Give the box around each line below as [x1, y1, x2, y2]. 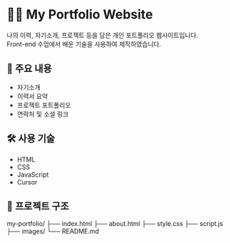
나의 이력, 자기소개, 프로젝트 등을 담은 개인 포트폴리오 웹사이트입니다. [6, 31, 199, 39]
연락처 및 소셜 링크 [16, 110, 69, 118]
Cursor [16, 177, 38, 186]
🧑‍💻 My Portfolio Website [6, 6, 154, 23]
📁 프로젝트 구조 [6, 200, 69, 212]
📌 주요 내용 [6, 63, 53, 75]
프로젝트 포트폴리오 [16, 100, 71, 109]
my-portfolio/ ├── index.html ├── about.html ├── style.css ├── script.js [6, 219, 224, 228]
